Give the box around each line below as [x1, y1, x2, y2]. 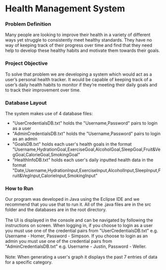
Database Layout [5, 99, 47, 106]
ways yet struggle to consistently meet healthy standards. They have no [5, 37, 152, 43]
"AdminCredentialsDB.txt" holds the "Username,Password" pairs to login [12, 131, 161, 136]
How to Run [5, 185, 34, 192]
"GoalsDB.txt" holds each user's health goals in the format [12, 141, 132, 147]
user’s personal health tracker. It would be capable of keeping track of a [5, 76, 152, 82]
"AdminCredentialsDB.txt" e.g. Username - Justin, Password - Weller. [5, 243, 147, 250]
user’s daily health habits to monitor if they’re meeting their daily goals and [5, 82, 158, 88]
